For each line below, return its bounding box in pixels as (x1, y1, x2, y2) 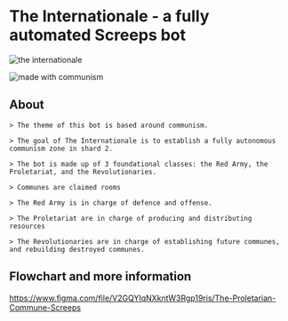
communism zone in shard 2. (9, 144, 114, 153)
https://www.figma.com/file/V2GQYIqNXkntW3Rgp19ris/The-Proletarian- (9, 293, 276, 303)
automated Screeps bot (9, 25, 187, 45)
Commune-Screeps (9, 301, 82, 312)
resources (9, 222, 46, 231)
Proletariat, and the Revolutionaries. (9, 167, 157, 176)
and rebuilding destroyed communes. (9, 245, 145, 254)
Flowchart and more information (9, 269, 192, 285)
